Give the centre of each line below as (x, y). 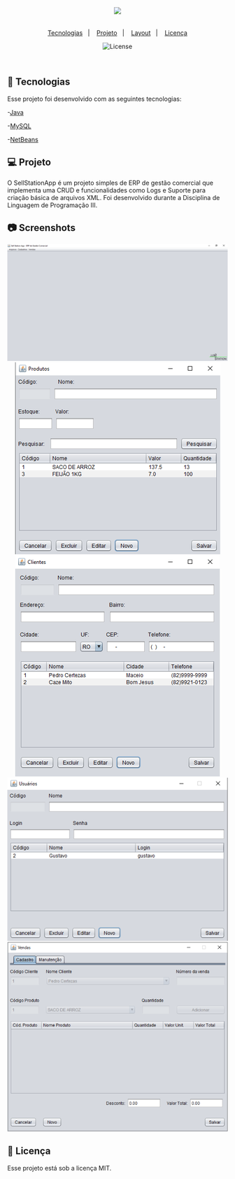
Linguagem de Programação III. (52, 205)
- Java (16, 112)
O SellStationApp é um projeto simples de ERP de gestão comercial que (110, 183)
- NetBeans (23, 139)
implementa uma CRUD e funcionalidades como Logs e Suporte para (107, 190)
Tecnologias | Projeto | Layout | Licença (117, 33)
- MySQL (19, 126)
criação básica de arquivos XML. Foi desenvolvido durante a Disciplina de (114, 197)
